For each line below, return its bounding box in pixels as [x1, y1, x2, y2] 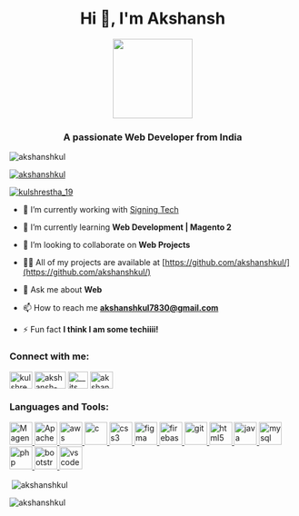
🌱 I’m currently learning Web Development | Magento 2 [22, 222, 232, 233]
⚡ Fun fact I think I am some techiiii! [22, 324, 159, 335]
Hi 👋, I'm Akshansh [80, 8, 225, 29]
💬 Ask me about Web [22, 284, 103, 295]
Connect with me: [9, 350, 90, 362]
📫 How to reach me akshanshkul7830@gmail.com [22, 303, 219, 313]
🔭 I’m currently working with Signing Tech [22, 204, 179, 215]
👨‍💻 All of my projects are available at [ [22, 257, 165, 268]
